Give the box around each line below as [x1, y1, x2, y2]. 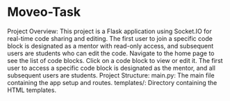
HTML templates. [7, 86, 57, 94]
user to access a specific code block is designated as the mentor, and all [7, 64, 215, 72]
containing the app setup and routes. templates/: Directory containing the [7, 78, 217, 86]
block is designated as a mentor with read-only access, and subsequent [7, 42, 214, 50]
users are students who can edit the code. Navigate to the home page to [7, 49, 215, 57]
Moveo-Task [7, 4, 81, 20]
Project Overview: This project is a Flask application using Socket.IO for [7, 27, 212, 35]
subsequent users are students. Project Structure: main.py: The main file [7, 71, 215, 80]
